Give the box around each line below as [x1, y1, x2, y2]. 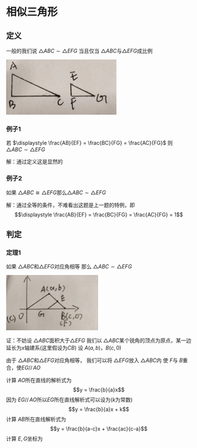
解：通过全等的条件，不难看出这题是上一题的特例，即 [6, 201, 135, 208]
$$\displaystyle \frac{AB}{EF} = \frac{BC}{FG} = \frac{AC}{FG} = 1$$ [14, 211, 183, 218]
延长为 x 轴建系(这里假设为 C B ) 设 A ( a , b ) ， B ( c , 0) [6, 344, 122, 351]
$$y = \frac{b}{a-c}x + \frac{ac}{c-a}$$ [49, 425, 148, 433]
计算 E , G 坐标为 [6, 435, 43, 442]
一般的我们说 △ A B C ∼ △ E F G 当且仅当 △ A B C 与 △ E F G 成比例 [6, 48, 153, 54]
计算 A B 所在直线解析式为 [6, 416, 66, 423]
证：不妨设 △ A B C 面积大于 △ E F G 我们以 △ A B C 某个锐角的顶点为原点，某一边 [6, 337, 192, 344]
